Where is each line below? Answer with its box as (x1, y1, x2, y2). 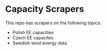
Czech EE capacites (12, 35, 54, 41)
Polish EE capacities (12, 29, 54, 35)
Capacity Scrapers (5, 3, 85, 15)
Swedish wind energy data (12, 40, 67, 46)
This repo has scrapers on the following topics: (5, 20, 102, 26)
